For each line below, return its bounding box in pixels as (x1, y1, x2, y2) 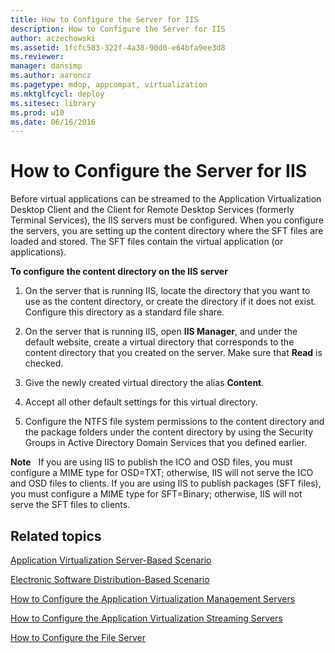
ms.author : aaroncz (10, 71, 92, 81)
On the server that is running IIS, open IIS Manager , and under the (24, 326, 298, 338)
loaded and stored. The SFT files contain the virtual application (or (10, 236, 284, 248)
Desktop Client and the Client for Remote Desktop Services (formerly (10, 204, 295, 216)
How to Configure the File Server (10, 632, 146, 643)
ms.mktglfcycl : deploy (10, 89, 105, 99)
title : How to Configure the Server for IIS (10, 14, 199, 25)
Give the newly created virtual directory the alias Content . (24, 377, 265, 389)
